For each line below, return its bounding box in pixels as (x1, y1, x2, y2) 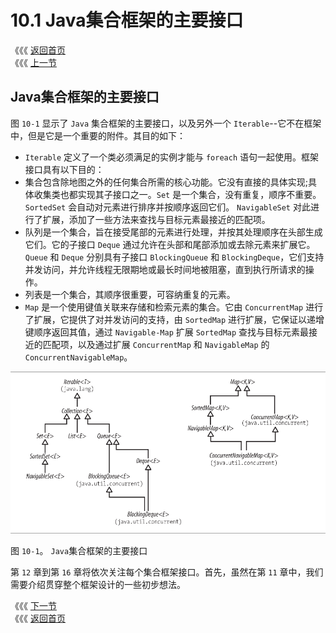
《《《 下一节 (10, 600, 57, 612)
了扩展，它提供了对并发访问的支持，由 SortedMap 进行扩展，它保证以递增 (24, 313, 325, 325)
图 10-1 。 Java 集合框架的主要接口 (10, 545, 148, 557)
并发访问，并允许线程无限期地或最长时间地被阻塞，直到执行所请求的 (24, 263, 306, 275)
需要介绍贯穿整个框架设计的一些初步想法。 (10, 579, 186, 591)
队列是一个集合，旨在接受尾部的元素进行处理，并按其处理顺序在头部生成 (24, 226, 323, 238)
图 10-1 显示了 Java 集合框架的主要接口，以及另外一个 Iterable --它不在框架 (10, 117, 322, 129)
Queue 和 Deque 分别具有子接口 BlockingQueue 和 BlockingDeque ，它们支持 (24, 251, 325, 263)
